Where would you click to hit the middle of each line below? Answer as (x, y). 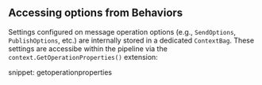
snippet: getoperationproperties (60, 72)
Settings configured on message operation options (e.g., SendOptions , (122, 31)
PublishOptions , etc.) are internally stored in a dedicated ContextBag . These (131, 40)
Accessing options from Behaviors (96, 13)
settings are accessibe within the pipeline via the (88, 48)
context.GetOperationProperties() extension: (83, 57)
